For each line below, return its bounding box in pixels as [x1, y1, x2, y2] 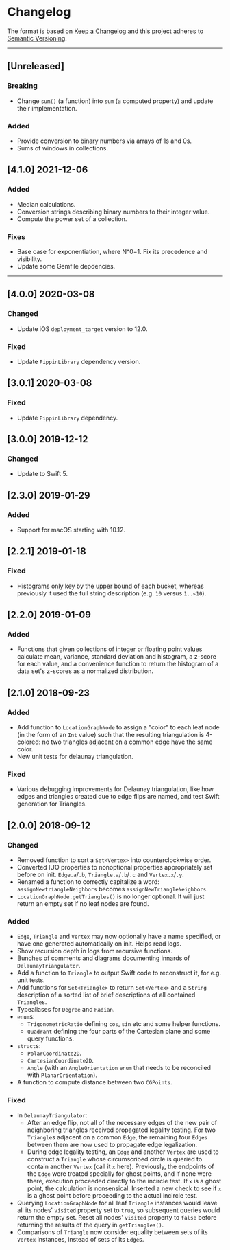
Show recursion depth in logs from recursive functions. [16, 947, 172, 955]
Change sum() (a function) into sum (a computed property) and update [16, 97, 214, 105]
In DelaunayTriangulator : [16, 1111, 88, 1120]
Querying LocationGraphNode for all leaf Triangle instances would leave [16, 1198, 218, 1207]
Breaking [7, 81, 38, 91]
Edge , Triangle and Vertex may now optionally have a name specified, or [16, 932, 221, 941]
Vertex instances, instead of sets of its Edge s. [16, 1235, 144, 1243]
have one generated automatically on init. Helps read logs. [16, 940, 181, 948]
